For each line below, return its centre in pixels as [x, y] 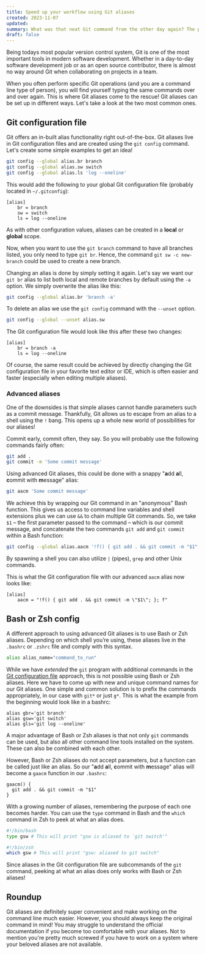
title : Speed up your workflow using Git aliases [71, 12]
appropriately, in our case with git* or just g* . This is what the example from [102, 695]
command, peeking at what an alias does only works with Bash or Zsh [94, 871]
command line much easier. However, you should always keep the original [99, 918]
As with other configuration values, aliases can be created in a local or [95, 230]
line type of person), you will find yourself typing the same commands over [101, 90]
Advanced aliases [34, 394]
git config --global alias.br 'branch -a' [61, 297]
